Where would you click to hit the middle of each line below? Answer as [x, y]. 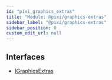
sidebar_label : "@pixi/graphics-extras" [57, 22]
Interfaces [26, 57]
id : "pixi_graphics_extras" [41, 11]
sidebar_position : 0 [32, 28]
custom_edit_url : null [34, 33]
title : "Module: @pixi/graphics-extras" [57, 17]
